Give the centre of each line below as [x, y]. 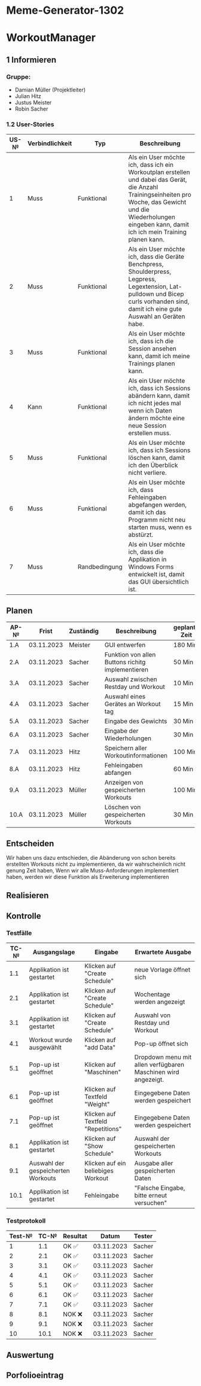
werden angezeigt [160, 1002]
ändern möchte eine [157, 418]
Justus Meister [33, 103]
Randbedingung [100, 567]
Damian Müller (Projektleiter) [50, 90]
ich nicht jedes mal [155, 403]
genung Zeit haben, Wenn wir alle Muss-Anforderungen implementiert [92, 870]
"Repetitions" [103, 1129]
